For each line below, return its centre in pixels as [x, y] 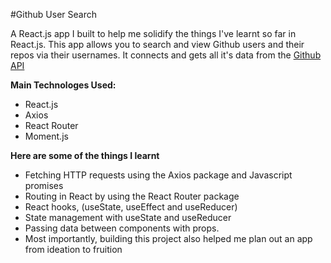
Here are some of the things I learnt [85, 155]
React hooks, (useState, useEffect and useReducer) [131, 207]
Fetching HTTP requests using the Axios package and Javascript [158, 175]
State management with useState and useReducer [128, 217]
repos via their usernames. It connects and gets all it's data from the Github [166, 55]
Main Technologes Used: [63, 85]
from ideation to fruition [73, 249]
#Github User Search [53, 14]
